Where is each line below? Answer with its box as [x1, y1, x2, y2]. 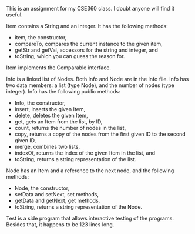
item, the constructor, [14, 34, 67, 41]
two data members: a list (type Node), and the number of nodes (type [6, 82, 175, 89]
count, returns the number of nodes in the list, [14, 125, 126, 131]
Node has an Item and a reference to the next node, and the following [6, 167, 174, 174]
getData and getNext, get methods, [14, 197, 100, 204]
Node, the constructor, [14, 185, 69, 192]
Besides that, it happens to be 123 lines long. [6, 221, 115, 228]
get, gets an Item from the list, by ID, [14, 118, 103, 125]
